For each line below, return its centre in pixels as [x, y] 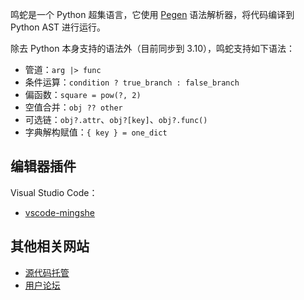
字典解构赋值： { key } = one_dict [96, 132]
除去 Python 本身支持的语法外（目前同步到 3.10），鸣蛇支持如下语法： [153, 48]
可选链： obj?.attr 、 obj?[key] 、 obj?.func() [116, 119]
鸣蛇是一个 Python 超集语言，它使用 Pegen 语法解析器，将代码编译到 [152, 14]
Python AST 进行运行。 [58, 27]
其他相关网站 [50, 246]
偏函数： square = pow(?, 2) [83, 94]
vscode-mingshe [59, 212]
